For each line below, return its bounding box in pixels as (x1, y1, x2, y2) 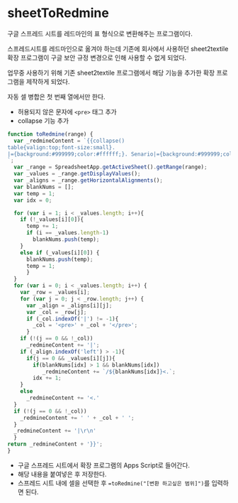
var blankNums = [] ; (13, 183, 74, 190)
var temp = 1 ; (13, 190, 55, 197)
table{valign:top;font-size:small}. (7, 144, 115, 151)
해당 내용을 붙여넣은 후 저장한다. (17, 470, 107, 478)
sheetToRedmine (7, 5, 110, 21)
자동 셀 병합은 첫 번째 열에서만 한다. (7, 92, 106, 101)
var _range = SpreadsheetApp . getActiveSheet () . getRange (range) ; (13, 163, 208, 171)
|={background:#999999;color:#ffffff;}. (7, 151, 129, 158)
